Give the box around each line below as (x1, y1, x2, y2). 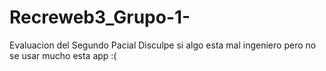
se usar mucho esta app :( (9, 49, 117, 61)
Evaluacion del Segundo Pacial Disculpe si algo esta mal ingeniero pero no (9, 39, 317, 51)
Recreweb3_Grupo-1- (9, 6, 191, 29)
